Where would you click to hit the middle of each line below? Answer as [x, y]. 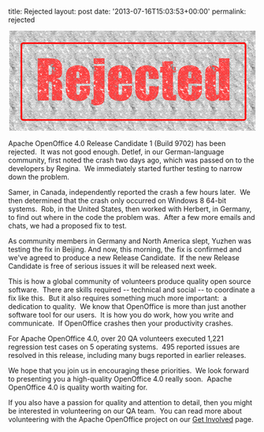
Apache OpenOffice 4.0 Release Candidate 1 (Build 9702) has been [117, 143]
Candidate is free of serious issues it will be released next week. [113, 266]
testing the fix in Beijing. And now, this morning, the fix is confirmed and [125, 249]
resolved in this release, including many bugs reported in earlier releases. [127, 355]
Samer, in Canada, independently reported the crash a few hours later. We [129, 192]
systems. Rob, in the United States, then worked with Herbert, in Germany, [130, 209]
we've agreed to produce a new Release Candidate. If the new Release [124, 258]
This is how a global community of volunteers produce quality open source [130, 281]
